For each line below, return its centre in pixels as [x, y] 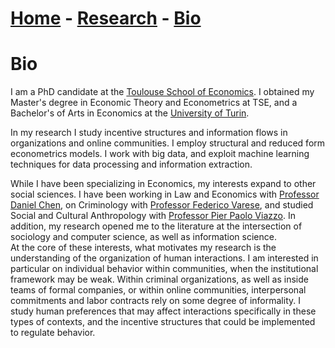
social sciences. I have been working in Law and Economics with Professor [165, 194]
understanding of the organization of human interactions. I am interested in [164, 258]
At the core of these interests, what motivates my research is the [143, 248]
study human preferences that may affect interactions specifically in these [163, 311]
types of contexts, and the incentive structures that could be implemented [163, 322]
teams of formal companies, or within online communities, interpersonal [158, 290]
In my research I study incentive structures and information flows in [149, 133]
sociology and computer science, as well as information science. [143, 237]
